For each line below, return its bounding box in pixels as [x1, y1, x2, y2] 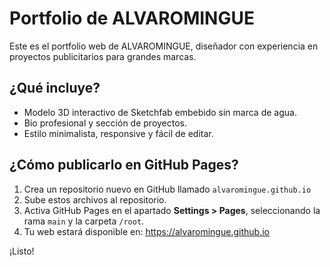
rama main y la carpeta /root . [23, 215, 145, 227]
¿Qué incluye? [9, 80, 101, 97]
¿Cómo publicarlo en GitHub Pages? [9, 157, 239, 174]
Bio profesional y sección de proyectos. [23, 117, 188, 129]
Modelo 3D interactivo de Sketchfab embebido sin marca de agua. [23, 106, 297, 118]
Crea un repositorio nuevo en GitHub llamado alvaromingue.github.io [23, 183, 312, 195]
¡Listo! [9, 245, 35, 257]
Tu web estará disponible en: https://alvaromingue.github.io [23, 225, 270, 237]
